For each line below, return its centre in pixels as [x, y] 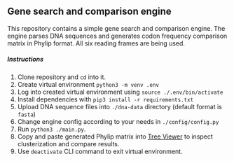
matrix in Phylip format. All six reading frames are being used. [96, 43]
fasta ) [27, 114]
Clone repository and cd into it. [62, 77]
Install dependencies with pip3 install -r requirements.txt [105, 99]
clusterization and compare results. [68, 143]
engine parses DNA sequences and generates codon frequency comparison [117, 36]
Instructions [26, 59]
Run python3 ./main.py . [51, 129]
